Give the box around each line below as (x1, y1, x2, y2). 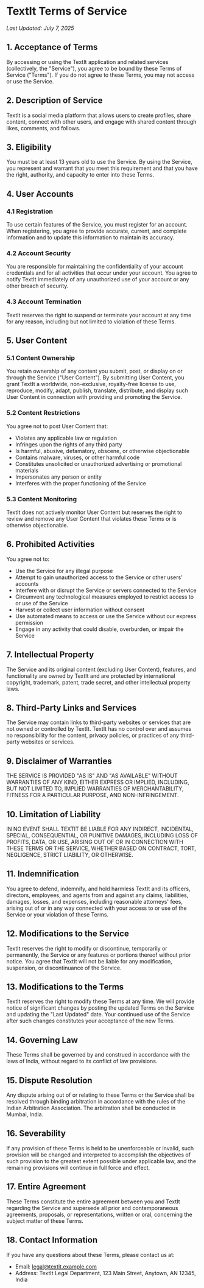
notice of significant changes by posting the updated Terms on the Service (6, 1004, 194, 1012)
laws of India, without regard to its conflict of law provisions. (6, 1058, 158, 1065)
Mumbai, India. (6, 1111, 44, 1118)
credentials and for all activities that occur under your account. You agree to (6, 269, 197, 276)
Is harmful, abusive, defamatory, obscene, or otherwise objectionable (15, 447, 190, 454)
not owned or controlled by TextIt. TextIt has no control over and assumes (6, 725, 192, 733)
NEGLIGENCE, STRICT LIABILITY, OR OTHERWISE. (6, 851, 134, 858)
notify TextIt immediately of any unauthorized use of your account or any (6, 276, 189, 283)
